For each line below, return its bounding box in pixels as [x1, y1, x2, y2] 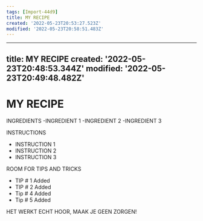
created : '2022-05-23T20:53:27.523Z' [6, 20, 101, 26]
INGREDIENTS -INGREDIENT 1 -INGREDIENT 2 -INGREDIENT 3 [6, 117, 162, 124]
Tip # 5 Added [14, 196, 51, 203]
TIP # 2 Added [14, 183, 51, 191]
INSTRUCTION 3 [14, 153, 57, 160]
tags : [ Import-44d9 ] [6, 8, 59, 15]
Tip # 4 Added [14, 190, 51, 197]
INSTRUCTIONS [6, 128, 47, 136]
